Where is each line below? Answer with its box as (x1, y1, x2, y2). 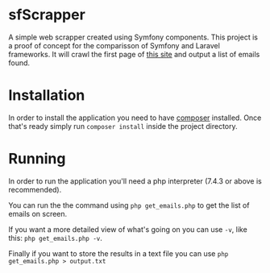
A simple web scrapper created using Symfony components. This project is (8, 32, 258, 42)
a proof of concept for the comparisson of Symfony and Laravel (8, 40, 220, 50)
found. (8, 58, 31, 68)
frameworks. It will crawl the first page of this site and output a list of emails (8, 49, 260, 59)
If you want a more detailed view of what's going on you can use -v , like (8, 224, 247, 234)
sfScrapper (8, 6, 86, 24)
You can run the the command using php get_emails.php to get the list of (8, 200, 250, 210)
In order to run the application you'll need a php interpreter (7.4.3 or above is (8, 176, 262, 186)
